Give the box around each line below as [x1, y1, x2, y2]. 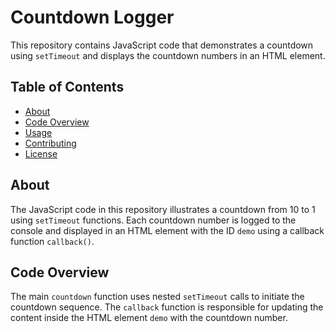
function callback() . [10, 235, 95, 247]
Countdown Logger [10, 6, 175, 29]
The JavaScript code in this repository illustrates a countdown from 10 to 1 [10, 203, 316, 215]
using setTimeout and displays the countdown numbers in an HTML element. [10, 49, 326, 61]
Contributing [24, 137, 77, 149]
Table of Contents [10, 79, 125, 96]
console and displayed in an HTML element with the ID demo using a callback [10, 224, 325, 236]
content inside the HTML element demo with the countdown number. [10, 312, 288, 324]
